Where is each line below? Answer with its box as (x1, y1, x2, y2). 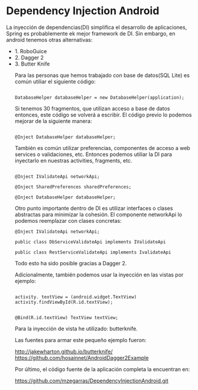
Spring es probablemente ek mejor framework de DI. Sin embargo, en (6, 30, 176, 37)
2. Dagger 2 (14, 54, 44, 61)
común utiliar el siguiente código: (14, 78, 96, 85)
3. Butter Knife (14, 60, 50, 67)
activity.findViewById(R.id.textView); (14, 299, 113, 305)
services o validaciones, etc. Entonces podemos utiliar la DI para (14, 151, 173, 158)
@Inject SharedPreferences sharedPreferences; (14, 184, 132, 190)
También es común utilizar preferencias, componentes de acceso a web (14, 144, 190, 151)
